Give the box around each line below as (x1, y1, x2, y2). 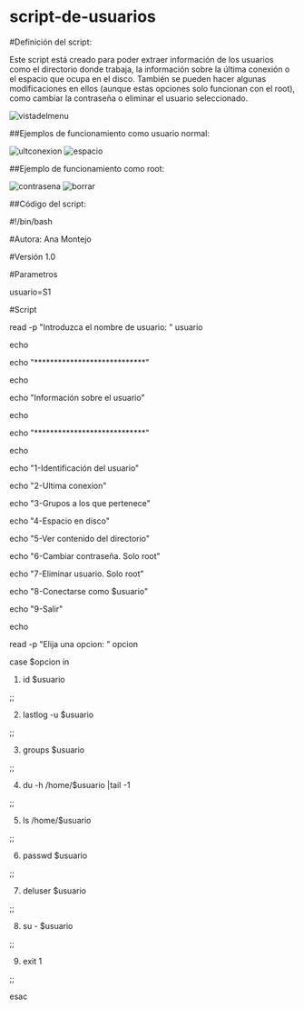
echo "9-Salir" (9, 603, 64, 614)
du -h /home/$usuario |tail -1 (22, 779, 131, 790)
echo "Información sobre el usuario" (9, 392, 145, 403)
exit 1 (22, 955, 43, 966)
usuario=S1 (9, 286, 52, 297)
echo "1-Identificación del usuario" (9, 462, 140, 474)
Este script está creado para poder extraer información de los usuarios (9, 54, 274, 65)
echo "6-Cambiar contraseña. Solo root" (9, 550, 161, 561)
